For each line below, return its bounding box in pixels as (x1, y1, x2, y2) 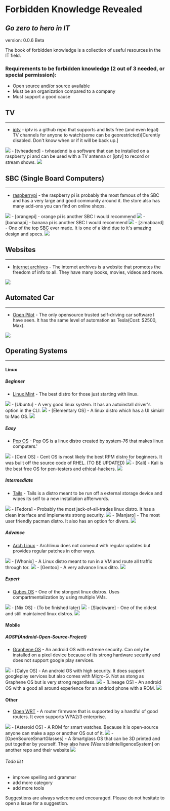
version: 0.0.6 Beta (5, 37, 45, 43)
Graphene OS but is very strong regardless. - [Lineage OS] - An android (5, 679, 161, 685)
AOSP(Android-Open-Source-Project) (5, 633, 87, 640)
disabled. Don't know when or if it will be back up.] (12, 137, 119, 144)
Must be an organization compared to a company (12, 88, 115, 94)
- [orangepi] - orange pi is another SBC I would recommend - (11, 213, 146, 219)
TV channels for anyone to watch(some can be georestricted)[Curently (12, 132, 160, 138)
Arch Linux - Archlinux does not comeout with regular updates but (12, 542, 151, 548)
